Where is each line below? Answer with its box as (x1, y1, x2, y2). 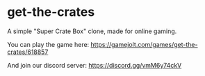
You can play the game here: (7, 40, 90, 48)
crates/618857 (7, 48, 49, 56)
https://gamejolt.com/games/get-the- (90, 40, 198, 48)
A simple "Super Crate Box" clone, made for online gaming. (7, 27, 177, 35)
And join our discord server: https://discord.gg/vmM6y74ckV (7, 61, 182, 69)
